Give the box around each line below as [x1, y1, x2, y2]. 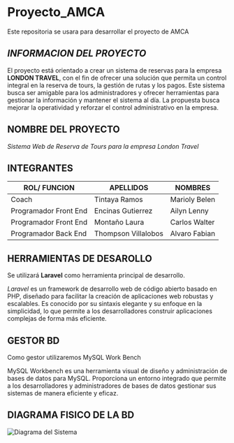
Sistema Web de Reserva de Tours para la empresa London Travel [7, 142, 199, 150]
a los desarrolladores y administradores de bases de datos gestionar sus [7, 382, 217, 390]
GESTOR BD [7, 335, 60, 347]
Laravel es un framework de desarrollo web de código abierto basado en [7, 284, 218, 293]
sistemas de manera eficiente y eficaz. [7, 389, 119, 397]
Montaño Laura [94, 217, 145, 227]
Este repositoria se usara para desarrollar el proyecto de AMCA [7, 27, 189, 36]
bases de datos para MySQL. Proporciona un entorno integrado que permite [7, 375, 226, 382]
